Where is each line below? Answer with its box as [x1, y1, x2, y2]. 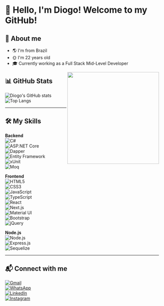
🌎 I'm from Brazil [12, 47, 47, 53]
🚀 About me [5, 34, 41, 43]
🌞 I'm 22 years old [12, 55, 50, 60]
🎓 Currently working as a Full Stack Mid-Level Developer [12, 61, 128, 66]
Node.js [5, 230, 21, 235]
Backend [5, 132, 23, 139]
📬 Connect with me [5, 264, 67, 273]
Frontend [5, 173, 24, 179]
